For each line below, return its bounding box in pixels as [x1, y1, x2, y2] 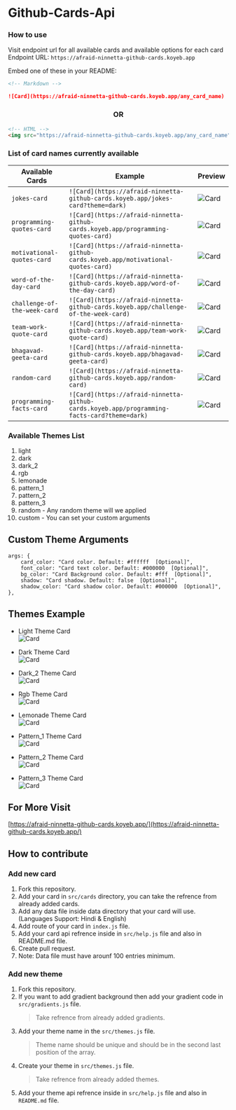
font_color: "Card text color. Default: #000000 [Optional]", [20, 564, 209, 571]
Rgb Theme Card [18, 690, 68, 698]
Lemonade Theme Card [18, 711, 87, 719]
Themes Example [8, 608, 85, 620]
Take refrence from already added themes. [35, 1075, 160, 1083]
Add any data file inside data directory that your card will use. [18, 907, 196, 915]
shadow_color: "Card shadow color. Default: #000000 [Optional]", [20, 583, 221, 590]
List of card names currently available [8, 148, 139, 158]
